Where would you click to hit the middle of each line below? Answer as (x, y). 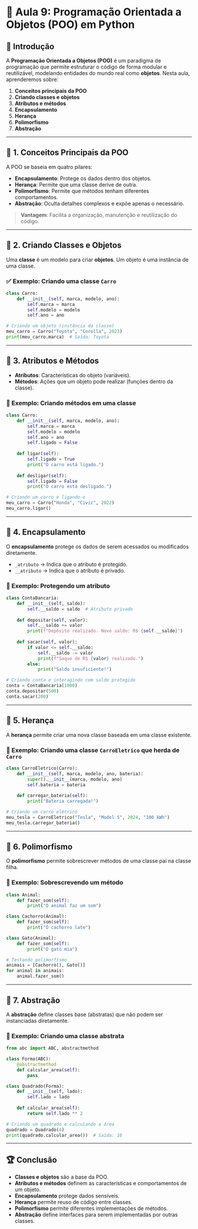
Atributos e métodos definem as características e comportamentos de (101, 1184)
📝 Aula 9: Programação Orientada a (94, 12)
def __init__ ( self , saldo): (51, 603)
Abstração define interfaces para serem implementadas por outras (96, 1215)
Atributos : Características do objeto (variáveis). (72, 375)
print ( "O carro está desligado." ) (70, 487)
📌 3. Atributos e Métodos (52, 361)
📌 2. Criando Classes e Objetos (64, 246)
